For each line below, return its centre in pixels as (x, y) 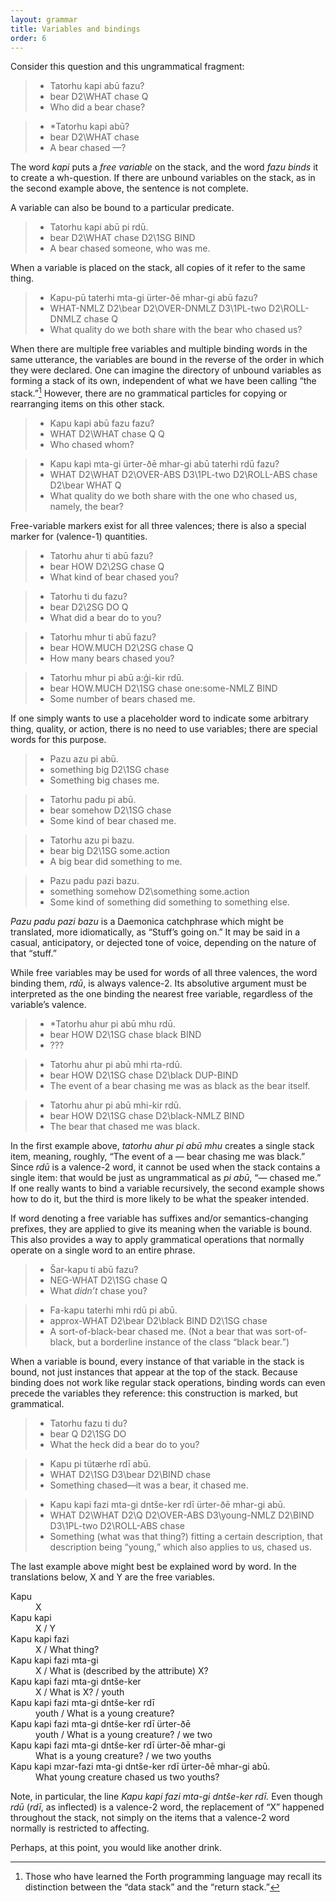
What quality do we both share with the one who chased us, (173, 496)
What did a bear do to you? (105, 618)
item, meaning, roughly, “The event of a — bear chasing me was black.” (158, 1157)
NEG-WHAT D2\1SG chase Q (108, 1280)
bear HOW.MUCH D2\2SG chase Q (121, 648)
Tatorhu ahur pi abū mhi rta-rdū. (116, 1065)
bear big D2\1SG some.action (110, 851)
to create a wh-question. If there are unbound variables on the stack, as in (163, 178)
